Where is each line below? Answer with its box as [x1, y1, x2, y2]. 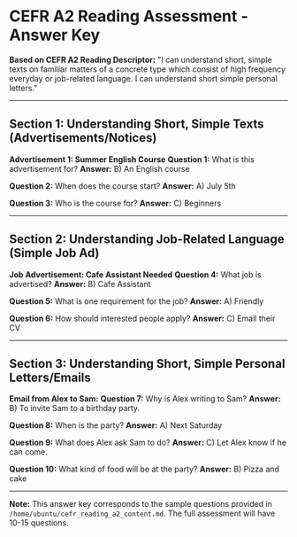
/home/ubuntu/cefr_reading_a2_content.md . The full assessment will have [9, 508, 276, 519]
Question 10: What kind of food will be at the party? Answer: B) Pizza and [9, 463, 280, 475]
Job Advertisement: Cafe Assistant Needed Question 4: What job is [9, 268, 263, 280]
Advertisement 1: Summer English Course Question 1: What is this [9, 153, 255, 165]
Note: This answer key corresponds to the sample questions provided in [9, 499, 272, 510]
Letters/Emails [9, 370, 91, 385]
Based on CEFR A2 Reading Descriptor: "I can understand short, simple [9, 54, 272, 65]
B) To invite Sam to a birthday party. [9, 403, 140, 414]
